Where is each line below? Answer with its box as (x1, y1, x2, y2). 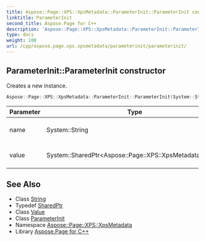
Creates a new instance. (6, 82, 67, 89)
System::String (46, 125, 88, 134)
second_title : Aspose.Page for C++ (6, 20, 97, 26)
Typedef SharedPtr (15, 202, 63, 209)
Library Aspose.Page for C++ (15, 228, 90, 235)
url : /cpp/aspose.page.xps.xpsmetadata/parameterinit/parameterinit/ (6, 43, 187, 50)
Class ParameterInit (15, 215, 65, 222)
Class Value (15, 209, 45, 216)
